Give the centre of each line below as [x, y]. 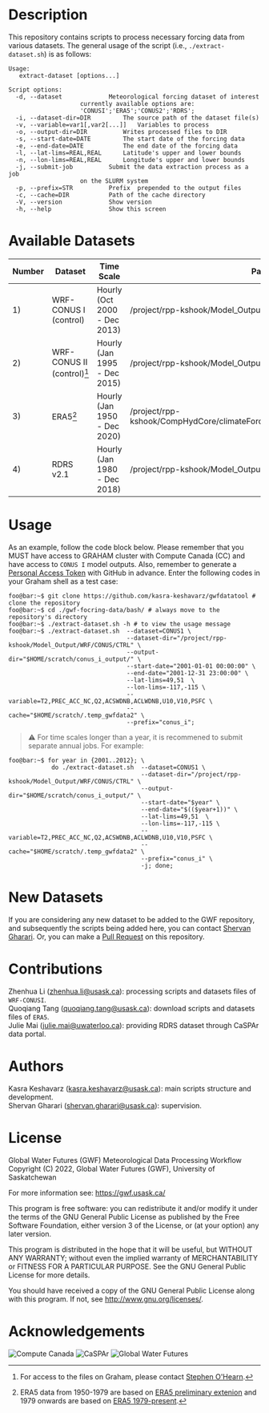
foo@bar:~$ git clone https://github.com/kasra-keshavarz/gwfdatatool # [132, 596]
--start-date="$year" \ [180, 802]
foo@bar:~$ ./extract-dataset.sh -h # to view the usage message [119, 624]
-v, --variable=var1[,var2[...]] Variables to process [112, 125]
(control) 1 [70, 373]
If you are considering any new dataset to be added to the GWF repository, [132, 919]
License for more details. [49, 1275]
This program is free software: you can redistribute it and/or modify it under [133, 1208]
